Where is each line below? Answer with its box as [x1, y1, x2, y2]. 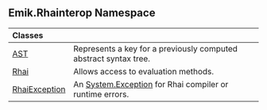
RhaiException [12, 83, 66, 94]
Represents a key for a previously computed [73, 43, 238, 54]
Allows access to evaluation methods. [73, 66, 215, 77]
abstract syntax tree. [73, 53, 151, 64]
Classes [12, 29, 44, 40]
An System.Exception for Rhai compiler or [73, 78, 229, 89]
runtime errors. [73, 89, 130, 100]
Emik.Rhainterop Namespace [8, 6, 156, 20]
